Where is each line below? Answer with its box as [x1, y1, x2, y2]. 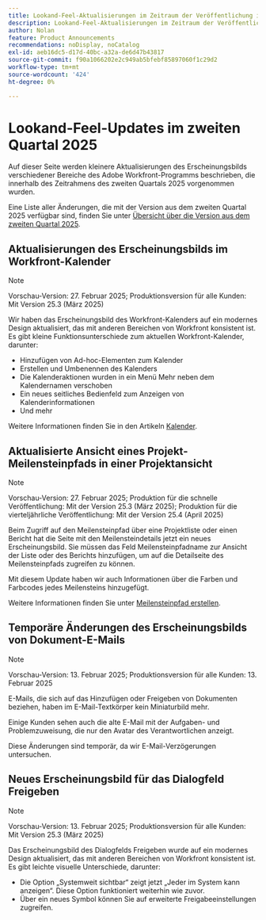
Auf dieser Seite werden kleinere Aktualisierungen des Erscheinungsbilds [8, 162, 248, 171]
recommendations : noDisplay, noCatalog [8, 41, 140, 49]
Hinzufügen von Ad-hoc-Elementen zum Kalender [19, 356, 184, 365]
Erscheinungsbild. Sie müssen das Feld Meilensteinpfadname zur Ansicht [8, 542, 248, 552]
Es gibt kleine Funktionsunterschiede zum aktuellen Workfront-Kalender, [8, 332, 245, 342]
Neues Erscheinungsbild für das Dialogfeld [8, 773, 224, 786]
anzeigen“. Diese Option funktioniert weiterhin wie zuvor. [19, 885, 206, 895]
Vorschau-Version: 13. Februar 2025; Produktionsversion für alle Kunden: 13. [8, 670, 257, 679]
